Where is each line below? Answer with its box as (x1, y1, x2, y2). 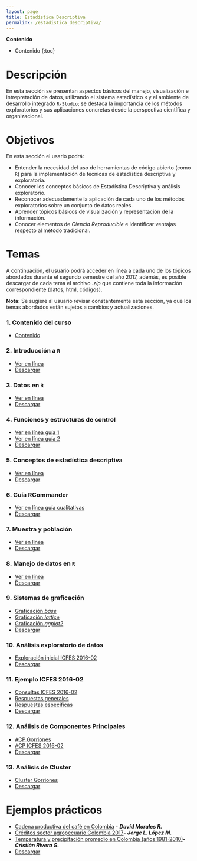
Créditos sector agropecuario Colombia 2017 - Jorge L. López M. (14, 829, 172, 836)
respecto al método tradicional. (14, 227, 91, 234)
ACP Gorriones (14, 736, 51, 743)
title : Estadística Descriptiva (6, 14, 86, 20)
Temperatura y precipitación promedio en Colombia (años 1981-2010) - (14, 835, 186, 842)
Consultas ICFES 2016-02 (14, 689, 78, 696)
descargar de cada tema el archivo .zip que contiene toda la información (6, 280, 183, 287)
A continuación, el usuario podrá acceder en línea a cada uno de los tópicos (6, 267, 191, 275)
